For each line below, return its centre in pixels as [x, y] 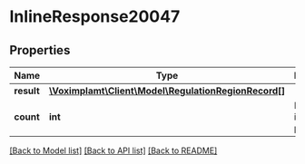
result [27, 91]
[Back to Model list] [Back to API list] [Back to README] [113, 150]
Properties [40, 50]
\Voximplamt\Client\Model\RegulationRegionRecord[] [167, 91]
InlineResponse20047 [95, 17]
